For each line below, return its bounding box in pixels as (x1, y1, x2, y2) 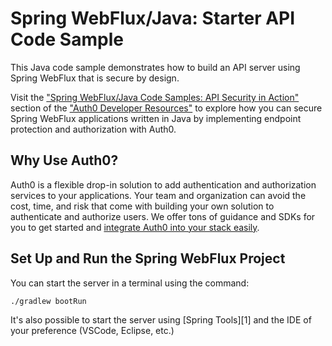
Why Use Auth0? (10, 152, 119, 169)
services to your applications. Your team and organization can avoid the (10, 189, 307, 201)
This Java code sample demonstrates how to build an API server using (10, 61, 301, 73)
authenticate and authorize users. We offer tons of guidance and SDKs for (10, 210, 316, 222)
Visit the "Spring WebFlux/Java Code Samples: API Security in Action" (10, 91, 300, 103)
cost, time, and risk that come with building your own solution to (10, 200, 275, 212)
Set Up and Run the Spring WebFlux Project (10, 250, 286, 267)
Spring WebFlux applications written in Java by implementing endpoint (10, 112, 302, 124)
